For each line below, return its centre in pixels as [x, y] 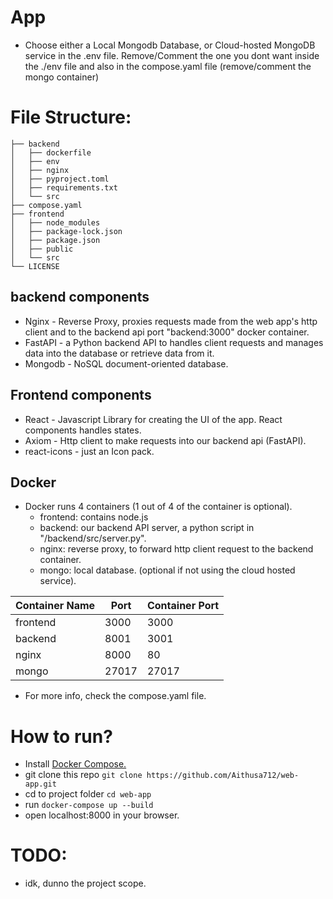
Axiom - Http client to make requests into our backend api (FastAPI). [165, 440]
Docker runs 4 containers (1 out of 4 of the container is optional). [158, 507]
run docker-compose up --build [89, 805]
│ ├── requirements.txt [64, 187]
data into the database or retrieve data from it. [119, 353]
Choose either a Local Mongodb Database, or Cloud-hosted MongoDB [170, 45]
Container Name [55, 606]
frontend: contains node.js [94, 517]
